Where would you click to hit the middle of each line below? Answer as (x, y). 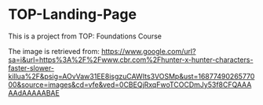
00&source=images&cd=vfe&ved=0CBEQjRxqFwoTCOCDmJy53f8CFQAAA (130, 85)
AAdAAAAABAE (34, 92)
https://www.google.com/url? (148, 51)
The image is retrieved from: (54, 51)
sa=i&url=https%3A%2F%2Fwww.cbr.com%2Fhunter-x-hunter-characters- (131, 60)
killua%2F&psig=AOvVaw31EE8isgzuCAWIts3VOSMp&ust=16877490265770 (131, 76)
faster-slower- (31, 67)
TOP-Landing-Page (73, 14)
